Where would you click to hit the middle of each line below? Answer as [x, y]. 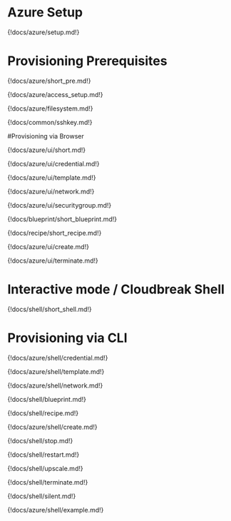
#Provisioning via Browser [46, 136]
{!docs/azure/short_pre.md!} [49, 81]
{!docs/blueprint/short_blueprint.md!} [62, 219]
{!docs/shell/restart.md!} [43, 455]
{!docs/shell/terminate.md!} [48, 482]
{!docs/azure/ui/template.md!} [52, 177]
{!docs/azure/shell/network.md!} [55, 385]
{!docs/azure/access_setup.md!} [55, 94]
